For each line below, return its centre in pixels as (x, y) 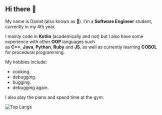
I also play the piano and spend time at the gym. (54, 97)
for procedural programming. (35, 52)
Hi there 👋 (21, 9)
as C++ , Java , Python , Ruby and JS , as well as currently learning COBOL (81, 47)
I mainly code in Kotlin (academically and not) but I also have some (74, 36)
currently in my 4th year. (30, 26)
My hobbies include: (26, 62)
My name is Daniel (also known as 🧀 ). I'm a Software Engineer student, (79, 21)
